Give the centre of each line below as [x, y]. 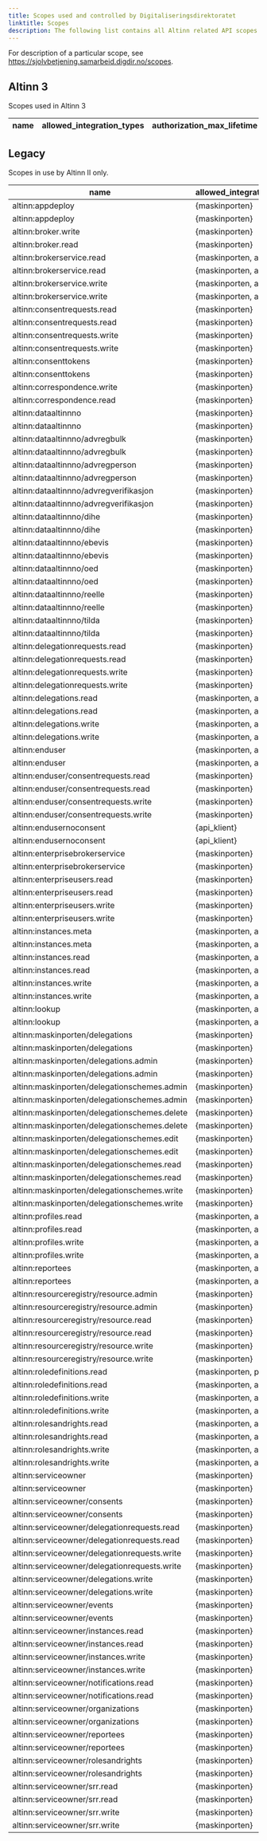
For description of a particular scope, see [76, 53]
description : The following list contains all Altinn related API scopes [133, 30]
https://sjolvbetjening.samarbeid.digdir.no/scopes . [91, 61]
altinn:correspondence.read [64, 400]
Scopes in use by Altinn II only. [58, 173]
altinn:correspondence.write [65, 387]
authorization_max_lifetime [205, 126]
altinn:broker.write [46, 232]
